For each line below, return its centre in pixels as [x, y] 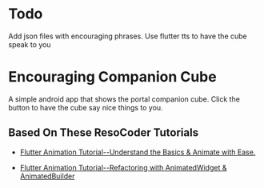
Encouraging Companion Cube [113, 77]
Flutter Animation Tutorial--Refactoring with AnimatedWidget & [123, 167]
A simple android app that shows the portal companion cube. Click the [124, 99]
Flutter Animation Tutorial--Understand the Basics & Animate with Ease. [138, 152]
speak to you [30, 44]
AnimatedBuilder [47, 176]
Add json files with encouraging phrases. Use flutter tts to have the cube [128, 36]
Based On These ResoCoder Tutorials [103, 133]
